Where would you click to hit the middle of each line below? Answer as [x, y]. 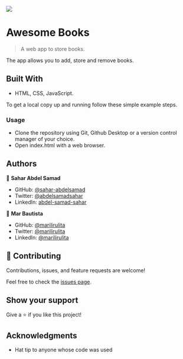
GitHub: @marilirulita [40, 225]
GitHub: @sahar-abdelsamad [50, 190]
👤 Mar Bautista [24, 213]
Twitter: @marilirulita [40, 231]
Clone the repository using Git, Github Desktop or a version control [96, 133]
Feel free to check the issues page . [49, 282]
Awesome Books [48, 33]
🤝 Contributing [34, 256]
